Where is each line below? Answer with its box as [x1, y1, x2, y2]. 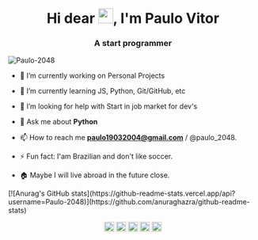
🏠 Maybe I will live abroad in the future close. [19, 170, 170, 180]
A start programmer [93, 38, 173, 49]
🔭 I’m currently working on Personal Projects [19, 71, 165, 81]
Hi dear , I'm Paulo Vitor [46, 10, 220, 28]
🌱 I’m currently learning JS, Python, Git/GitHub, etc [19, 86, 186, 96]
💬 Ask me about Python [19, 117, 98, 127]
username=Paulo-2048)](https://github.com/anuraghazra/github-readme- [8, 197, 251, 207]
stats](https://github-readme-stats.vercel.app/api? [70, 189, 236, 198]
